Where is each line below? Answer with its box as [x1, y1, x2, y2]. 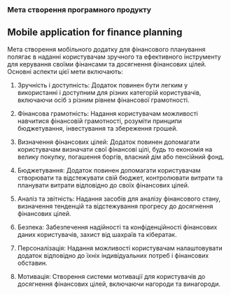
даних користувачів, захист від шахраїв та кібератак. [17, 230, 177, 238]
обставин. [17, 259, 48, 267]
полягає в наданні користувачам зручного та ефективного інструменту [7, 52, 222, 61]
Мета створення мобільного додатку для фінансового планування [7, 45, 206, 53]
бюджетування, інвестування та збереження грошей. [17, 124, 178, 132]
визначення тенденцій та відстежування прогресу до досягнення [17, 201, 213, 210]
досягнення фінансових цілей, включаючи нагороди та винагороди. [17, 280, 220, 288]
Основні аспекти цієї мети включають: [7, 67, 124, 75]
